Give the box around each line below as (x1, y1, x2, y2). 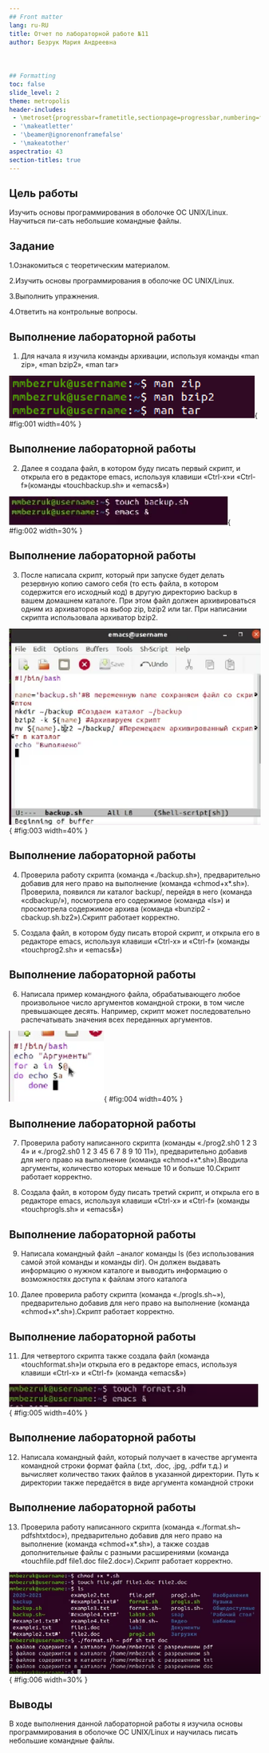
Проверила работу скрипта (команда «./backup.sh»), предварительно (20, 870, 261, 880)
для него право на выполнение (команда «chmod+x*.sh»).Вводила (20, 1155, 248, 1165)
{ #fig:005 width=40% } (9, 1407, 89, 1417)
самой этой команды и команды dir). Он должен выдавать (20, 1257, 221, 1267)
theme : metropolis (9, 97, 70, 105)
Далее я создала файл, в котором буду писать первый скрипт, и (20, 463, 241, 473)
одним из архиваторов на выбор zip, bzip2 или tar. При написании (20, 603, 247, 614)
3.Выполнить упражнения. (9, 291, 100, 301)
